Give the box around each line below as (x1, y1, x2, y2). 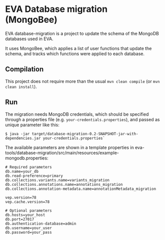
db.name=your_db (5, 169, 39, 174)
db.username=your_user (5, 225, 52, 231)
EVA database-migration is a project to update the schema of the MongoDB (5, 30, 160, 36)
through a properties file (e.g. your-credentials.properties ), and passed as (5, 116, 160, 122)
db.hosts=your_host (5, 212, 46, 217)
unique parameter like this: (5, 122, 59, 128)
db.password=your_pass (5, 230, 52, 235)
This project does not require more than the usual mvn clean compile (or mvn (5, 78, 160, 84)
